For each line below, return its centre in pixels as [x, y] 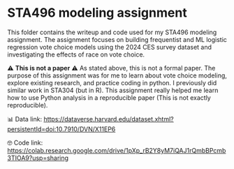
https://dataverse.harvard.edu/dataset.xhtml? [109, 119]
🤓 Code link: [25, 142]
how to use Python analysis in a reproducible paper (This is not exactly [109, 97]
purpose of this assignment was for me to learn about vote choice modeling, [117, 75]
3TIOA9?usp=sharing [38, 158]
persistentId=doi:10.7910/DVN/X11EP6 [61, 129]
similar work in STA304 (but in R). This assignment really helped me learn [113, 90]
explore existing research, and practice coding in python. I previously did [112, 82]
